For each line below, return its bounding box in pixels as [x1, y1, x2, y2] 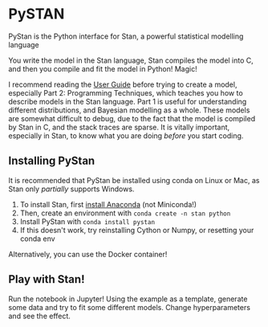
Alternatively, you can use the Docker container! [8, 249, 168, 259]
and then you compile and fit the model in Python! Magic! [8, 63, 198, 73]
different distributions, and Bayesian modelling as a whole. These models [8, 105, 250, 115]
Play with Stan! [8, 272, 85, 286]
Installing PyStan [8, 154, 95, 168]
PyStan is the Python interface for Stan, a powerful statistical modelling [8, 31, 244, 41]
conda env [19, 234, 55, 243]
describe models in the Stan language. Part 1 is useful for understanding [8, 96, 247, 106]
